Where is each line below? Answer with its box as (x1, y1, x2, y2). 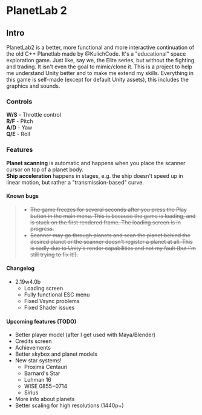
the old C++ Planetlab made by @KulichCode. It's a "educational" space (6, 50, 186, 57)
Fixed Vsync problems (24, 298, 80, 304)
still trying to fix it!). (30, 250, 79, 258)
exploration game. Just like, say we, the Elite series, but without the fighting (6, 57, 195, 64)
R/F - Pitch (6, 117, 33, 125)
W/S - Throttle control (6, 111, 62, 119)
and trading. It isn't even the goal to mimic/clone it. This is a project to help (6, 63, 192, 70)
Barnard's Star (24, 370, 60, 377)
